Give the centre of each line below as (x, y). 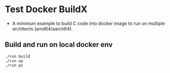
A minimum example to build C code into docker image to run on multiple (88, 23)
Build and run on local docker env (59, 45)
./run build (17, 56)
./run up (14, 61)
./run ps (14, 65)
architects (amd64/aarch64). (42, 28)
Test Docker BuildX (46, 9)
